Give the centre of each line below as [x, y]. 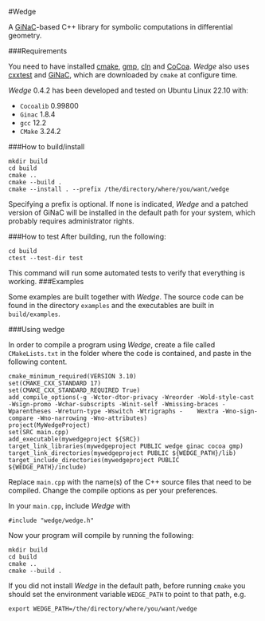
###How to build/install [47, 146]
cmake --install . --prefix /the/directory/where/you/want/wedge [119, 189]
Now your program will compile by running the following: [101, 535]
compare [21, 418]
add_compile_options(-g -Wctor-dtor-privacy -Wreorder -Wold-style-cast [131, 398]
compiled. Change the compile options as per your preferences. [113, 490]
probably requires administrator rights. [71, 221]
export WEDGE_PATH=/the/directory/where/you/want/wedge [103, 609]
